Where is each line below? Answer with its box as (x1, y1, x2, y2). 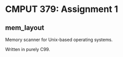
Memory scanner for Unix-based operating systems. (5, 36, 113, 42)
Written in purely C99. (5, 46, 50, 52)
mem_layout (5, 23, 44, 32)
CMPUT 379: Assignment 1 (5, 3, 119, 15)
